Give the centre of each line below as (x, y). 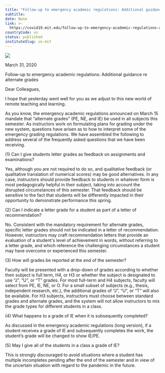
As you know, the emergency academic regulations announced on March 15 (82, 113)
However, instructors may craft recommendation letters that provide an (77, 235)
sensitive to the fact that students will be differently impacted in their (74, 195)
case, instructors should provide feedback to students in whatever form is (80, 179)
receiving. (15, 144)
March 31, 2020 (21, 65)
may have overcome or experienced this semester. (56, 251)
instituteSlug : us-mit (28, 42)
